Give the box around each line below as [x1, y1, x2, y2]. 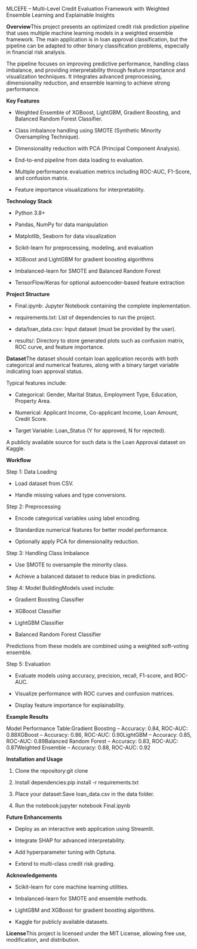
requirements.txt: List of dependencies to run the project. [14, 314, 156, 321]
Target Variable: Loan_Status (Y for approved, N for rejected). [14, 427, 166, 434]
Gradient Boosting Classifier [14, 596, 85, 603]
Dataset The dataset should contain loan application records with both [6, 355, 178, 362]
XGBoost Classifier [14, 608, 61, 614]
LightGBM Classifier [14, 619, 64, 626]
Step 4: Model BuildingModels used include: [6, 585, 115, 591]
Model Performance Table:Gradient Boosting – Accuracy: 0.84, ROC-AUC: [6, 725, 188, 732]
